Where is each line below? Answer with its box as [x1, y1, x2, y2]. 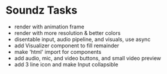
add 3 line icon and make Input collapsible [14, 60, 119, 68]
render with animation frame [14, 23, 84, 30]
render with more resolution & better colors [14, 29, 121, 36]
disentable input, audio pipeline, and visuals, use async [14, 36, 151, 43]
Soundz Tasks [5, 4, 78, 17]
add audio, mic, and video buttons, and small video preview [14, 54, 162, 62]
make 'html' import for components [14, 48, 102, 55]
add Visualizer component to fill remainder [14, 42, 119, 49]
